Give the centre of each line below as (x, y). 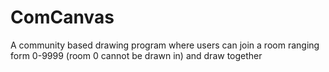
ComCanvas (62, 17)
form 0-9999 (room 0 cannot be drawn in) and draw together (136, 55)
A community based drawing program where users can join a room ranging (165, 45)
